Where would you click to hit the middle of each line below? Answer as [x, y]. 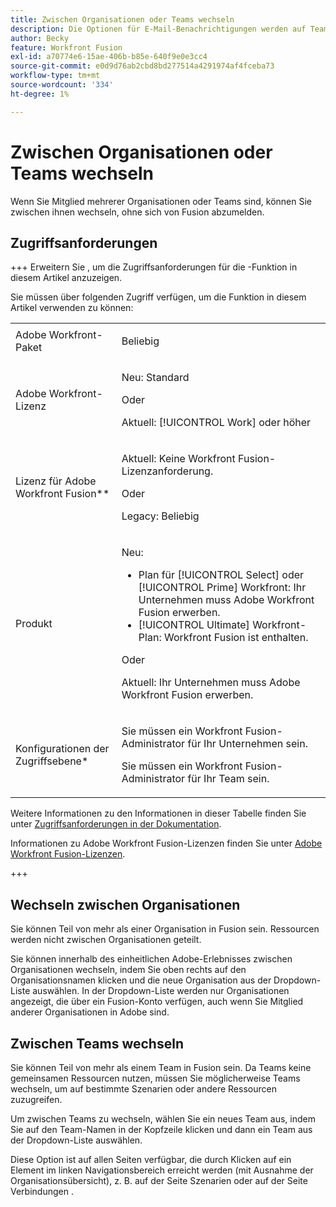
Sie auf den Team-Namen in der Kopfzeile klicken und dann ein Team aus [161, 1129]
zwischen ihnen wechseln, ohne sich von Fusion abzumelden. [137, 212]
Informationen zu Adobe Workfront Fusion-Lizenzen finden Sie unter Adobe [166, 843]
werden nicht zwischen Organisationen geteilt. [106, 940]
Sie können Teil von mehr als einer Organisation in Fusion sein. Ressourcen [165, 929]
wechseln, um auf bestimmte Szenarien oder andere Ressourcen [143, 1089]
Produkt [34, 624]
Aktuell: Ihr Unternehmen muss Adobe [211, 683]
